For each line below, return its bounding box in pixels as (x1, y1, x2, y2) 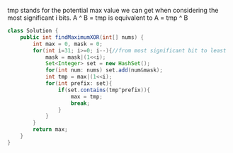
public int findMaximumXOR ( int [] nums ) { (20, 33, 144, 41)
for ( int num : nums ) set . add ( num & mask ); (45, 67, 163, 74)
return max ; (33, 126, 69, 133)
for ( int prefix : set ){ (45, 80, 113, 87)
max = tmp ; (70, 93, 103, 100)
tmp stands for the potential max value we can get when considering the (7, 6, 219, 14)
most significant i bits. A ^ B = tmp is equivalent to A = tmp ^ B (7, 13, 188, 22)
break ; (70, 99, 91, 107)
